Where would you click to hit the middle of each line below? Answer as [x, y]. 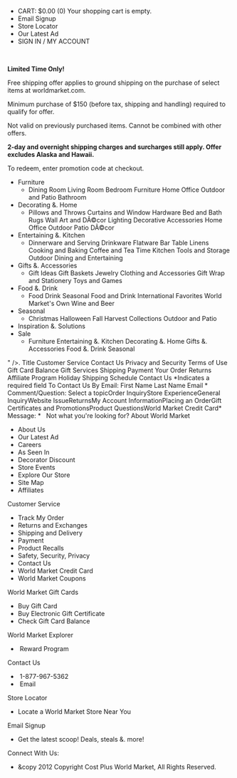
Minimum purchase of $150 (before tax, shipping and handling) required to [117, 104]
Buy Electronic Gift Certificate [61, 614]
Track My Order [41, 518]
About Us [32, 429]
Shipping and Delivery [50, 533]
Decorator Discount [47, 460]
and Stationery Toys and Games [75, 281]
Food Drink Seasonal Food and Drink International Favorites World [125, 296]
